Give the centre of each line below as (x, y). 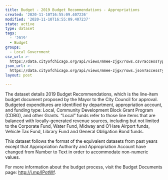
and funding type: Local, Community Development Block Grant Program (79, 110)
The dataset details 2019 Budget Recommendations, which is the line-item (82, 94)
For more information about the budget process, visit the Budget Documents (84, 167)
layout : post (19, 75)
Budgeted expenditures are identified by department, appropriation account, (84, 105)
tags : (11, 33)
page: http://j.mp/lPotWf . (31, 172)
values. (12, 157)
